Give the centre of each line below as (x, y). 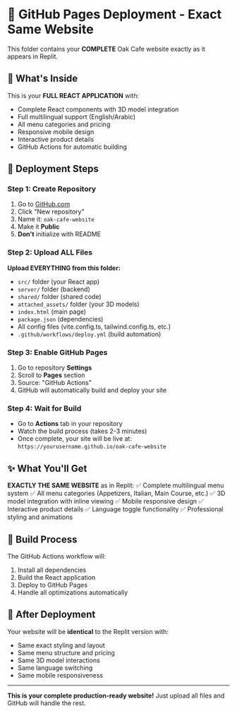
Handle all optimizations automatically (73, 592)
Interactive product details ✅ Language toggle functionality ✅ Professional (115, 509)
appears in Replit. (33, 56)
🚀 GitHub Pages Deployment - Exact (115, 14)
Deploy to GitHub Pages (53, 585)
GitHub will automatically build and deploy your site (92, 390)
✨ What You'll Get (47, 468)
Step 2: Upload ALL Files (50, 252)
